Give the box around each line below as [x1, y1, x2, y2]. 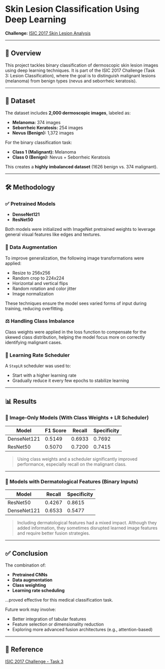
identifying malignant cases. [5, 339, 62, 345]
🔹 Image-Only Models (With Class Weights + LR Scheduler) [5, 414, 149, 421]
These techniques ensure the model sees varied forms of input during [5, 300, 147, 306]
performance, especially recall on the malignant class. [17, 461, 127, 467]
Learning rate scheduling [12, 587, 65, 593]
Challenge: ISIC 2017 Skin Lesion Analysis [5, 30, 91, 36]
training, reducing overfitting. [5, 305, 64, 311]
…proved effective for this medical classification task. [5, 597, 113, 603]
